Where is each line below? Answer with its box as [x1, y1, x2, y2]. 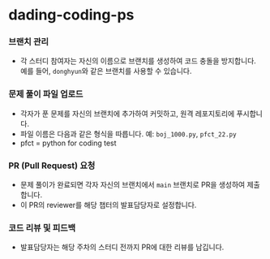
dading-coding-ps [8, 6, 135, 24]
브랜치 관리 [8, 37, 49, 48]
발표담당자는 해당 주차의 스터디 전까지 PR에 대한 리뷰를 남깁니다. [19, 242, 225, 253]
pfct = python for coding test [19, 138, 117, 148]
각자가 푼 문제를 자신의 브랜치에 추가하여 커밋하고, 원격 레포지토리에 [19, 108, 235, 119]
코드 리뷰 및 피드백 [8, 222, 76, 233]
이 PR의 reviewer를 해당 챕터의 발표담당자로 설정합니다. [19, 201, 197, 210]
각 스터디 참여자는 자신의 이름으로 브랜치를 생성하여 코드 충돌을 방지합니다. [19, 56, 257, 66]
